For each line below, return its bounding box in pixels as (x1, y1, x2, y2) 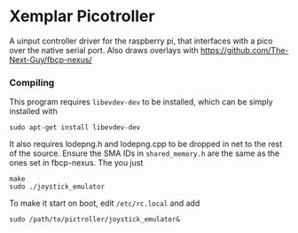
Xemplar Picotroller (9, 6, 155, 27)
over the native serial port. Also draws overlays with (9, 44, 199, 55)
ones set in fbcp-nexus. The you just (9, 158, 144, 168)
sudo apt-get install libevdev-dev (9, 123, 141, 132)
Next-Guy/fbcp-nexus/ (9, 54, 93, 65)
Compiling (9, 76, 55, 89)
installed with (9, 106, 58, 117)
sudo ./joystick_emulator (9, 183, 105, 191)
